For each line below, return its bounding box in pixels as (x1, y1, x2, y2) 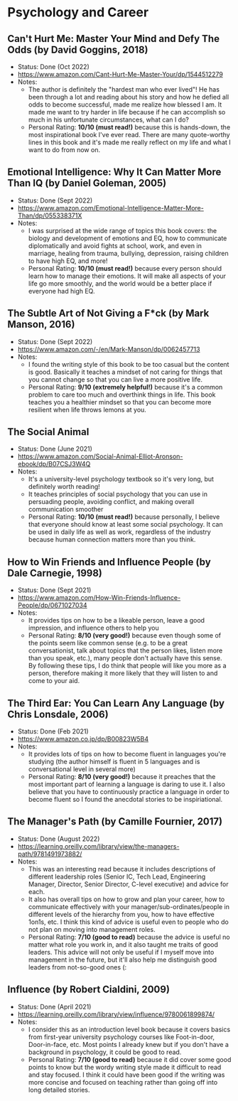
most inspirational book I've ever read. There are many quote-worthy (28, 131, 230, 139)
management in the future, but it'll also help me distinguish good (28, 955, 217, 964)
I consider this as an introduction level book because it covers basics (28, 1025, 231, 1033)
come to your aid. (28, 677, 80, 685)
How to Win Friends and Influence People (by (7, 556, 211, 568)
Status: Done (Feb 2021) (17, 727, 89, 736)
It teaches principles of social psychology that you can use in (28, 490, 208, 498)
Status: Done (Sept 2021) (17, 586, 92, 594)
